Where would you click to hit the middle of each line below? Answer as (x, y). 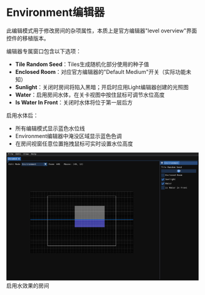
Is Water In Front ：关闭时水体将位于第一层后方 (74, 102)
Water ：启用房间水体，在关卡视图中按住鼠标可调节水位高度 (90, 95)
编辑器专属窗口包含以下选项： (44, 51)
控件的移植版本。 (28, 38)
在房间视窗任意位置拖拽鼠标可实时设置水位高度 (74, 144)
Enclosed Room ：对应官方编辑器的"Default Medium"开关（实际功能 (100, 71)
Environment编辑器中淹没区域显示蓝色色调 (68, 136)
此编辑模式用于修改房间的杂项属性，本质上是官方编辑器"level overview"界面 (102, 31)
